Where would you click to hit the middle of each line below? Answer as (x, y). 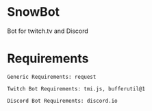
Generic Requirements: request (52, 77)
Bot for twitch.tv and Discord (48, 31)
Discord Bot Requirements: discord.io (62, 101)
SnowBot (34, 12)
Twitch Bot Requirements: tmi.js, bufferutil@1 (76, 89)
